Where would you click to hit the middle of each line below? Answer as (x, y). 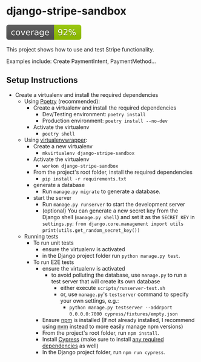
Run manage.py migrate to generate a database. (101, 191)
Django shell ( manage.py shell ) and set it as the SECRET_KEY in (118, 217)
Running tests (41, 236)
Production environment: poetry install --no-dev (105, 120)
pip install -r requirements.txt (84, 179)
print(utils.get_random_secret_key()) (91, 230)
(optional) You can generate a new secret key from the (110, 211)
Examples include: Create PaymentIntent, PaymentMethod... (81, 61)
